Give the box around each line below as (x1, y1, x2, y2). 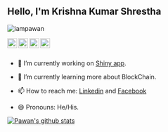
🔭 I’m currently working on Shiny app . (17, 59, 127, 67)
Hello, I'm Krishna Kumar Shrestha (7, 6, 162, 18)
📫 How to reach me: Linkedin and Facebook (17, 86, 147, 95)
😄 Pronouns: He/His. (17, 103, 79, 111)
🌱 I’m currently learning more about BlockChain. (17, 72, 157, 81)
